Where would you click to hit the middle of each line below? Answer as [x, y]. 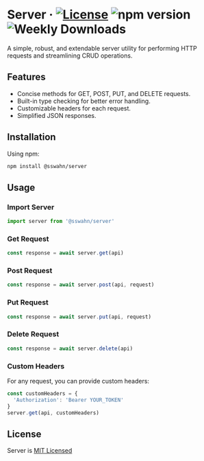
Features [26, 77]
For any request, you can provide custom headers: [78, 381]
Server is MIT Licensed [40, 451]
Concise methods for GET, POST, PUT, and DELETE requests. [104, 93]
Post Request [30, 271]
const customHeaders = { [42, 393]
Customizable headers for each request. [74, 108]
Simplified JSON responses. [56, 115]
